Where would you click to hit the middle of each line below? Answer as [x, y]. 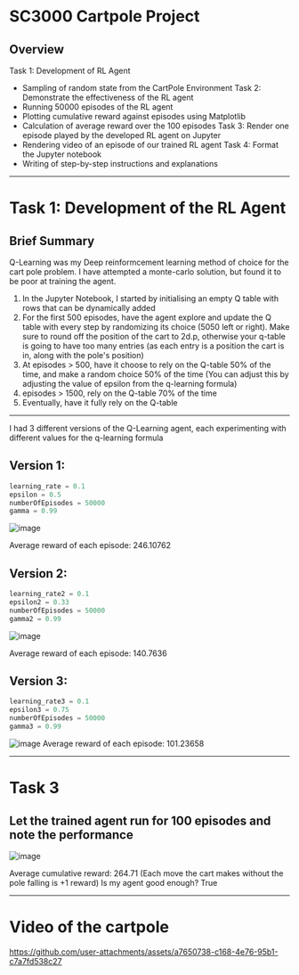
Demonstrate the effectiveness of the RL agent [108, 97]
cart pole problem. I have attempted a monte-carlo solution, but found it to [145, 272]
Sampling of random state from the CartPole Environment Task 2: [141, 88]
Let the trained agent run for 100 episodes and [140, 820]
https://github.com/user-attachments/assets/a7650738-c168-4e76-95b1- [144, 952]
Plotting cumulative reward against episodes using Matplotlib [134, 116]
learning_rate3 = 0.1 [49, 701]
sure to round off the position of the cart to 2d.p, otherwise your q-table [154, 336]
